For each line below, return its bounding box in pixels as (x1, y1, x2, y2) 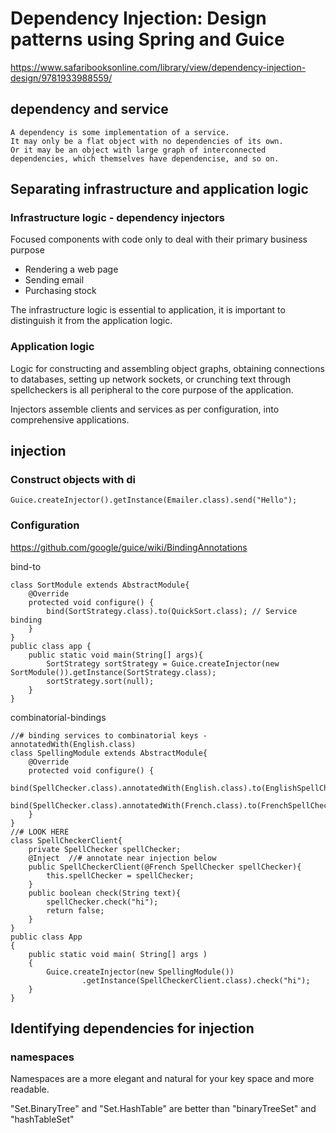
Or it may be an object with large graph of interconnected (10, 145, 267, 155)
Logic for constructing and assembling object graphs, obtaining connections (10, 362, 325, 374)
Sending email (24, 274, 85, 286)
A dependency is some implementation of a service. (10, 127, 230, 137)
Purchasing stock (24, 285, 97, 297)
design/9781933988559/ (10, 72, 113, 84)
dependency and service (10, 101, 169, 118)
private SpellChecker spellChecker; (28, 844, 182, 854)
